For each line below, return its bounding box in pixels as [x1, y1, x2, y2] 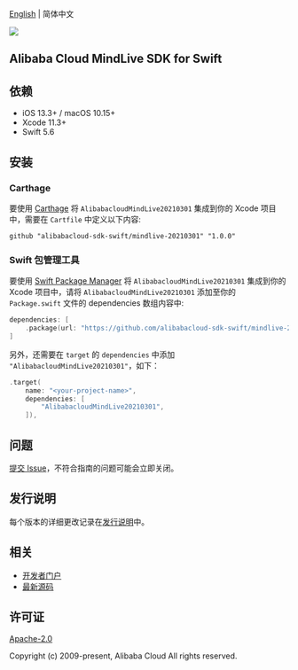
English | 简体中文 [9, 9, 74, 19]
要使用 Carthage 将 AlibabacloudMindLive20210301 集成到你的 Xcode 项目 [9, 203, 277, 214]
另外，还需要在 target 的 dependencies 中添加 [9, 349, 176, 360]
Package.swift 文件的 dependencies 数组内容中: [9, 298, 184, 308]
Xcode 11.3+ [21, 117, 67, 128]
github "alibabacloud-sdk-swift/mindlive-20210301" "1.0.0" [9, 231, 237, 240]
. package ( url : [25, 323, 77, 333]
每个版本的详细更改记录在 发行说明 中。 [9, 516, 149, 526]
